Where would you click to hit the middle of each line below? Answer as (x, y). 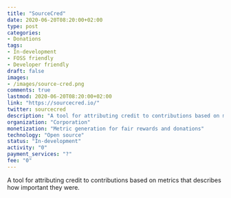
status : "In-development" (44, 142)
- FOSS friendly (30, 58)
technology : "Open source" (46, 135)
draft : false (26, 71)
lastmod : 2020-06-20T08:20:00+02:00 (59, 97)
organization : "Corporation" (49, 122)
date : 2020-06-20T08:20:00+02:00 (55, 20)
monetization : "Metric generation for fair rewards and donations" (106, 129)
